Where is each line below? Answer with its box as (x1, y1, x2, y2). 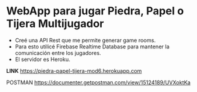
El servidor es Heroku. (14, 56, 70, 63)
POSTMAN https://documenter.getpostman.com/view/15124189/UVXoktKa (6, 79, 191, 86)
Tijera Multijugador (6, 17, 104, 30)
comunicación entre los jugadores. (14, 49, 101, 56)
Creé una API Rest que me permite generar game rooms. (14, 36, 156, 44)
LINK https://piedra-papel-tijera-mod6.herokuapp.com (6, 67, 142, 74)
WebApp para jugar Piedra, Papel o (6, 4, 184, 18)
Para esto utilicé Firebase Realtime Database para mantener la (14, 43, 170, 50)
